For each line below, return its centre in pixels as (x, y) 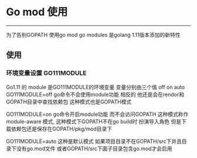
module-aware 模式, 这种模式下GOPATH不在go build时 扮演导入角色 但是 (94, 121)
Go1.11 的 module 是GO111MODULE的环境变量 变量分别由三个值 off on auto (96, 87)
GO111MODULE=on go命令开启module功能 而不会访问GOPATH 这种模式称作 (97, 114)
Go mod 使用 (37, 12)
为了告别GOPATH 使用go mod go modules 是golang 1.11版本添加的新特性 (93, 35)
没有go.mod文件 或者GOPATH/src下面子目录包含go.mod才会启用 (94, 148)
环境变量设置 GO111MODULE (46, 73)
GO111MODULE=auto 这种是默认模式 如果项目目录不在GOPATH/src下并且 (94, 141)
